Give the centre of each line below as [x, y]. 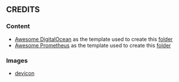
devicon [25, 73]
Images [17, 60]
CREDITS [23, 10]
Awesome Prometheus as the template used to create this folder [93, 45]
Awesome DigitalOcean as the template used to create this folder [94, 39]
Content [18, 26]
